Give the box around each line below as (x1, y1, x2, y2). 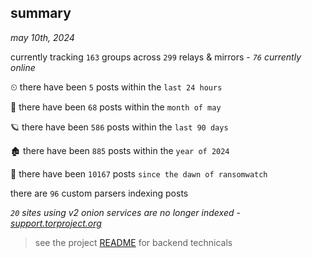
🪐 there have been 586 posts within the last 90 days (10, 121, 229, 133)
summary (10, 5, 72, 22)
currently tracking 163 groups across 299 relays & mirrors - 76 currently (10, 51, 302, 63)
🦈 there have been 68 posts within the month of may (10, 101, 222, 113)
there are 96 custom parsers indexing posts (10, 187, 189, 199)
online (10, 61, 36, 73)
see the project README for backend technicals (34, 236, 233, 248)
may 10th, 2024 (10, 31, 75, 43)
